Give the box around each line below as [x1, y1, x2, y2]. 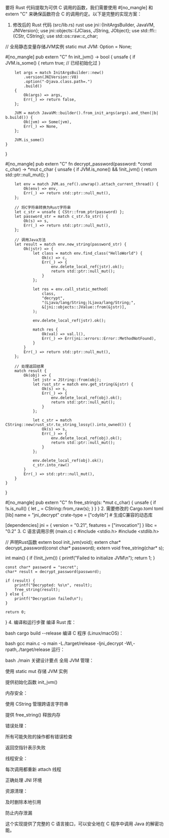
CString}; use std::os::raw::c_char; [26, 33, 99, 39]
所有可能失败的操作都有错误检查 [5, 733, 73, 740]
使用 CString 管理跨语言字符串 [5, 701, 69, 707]
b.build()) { [5, 115, 33, 120]
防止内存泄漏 [5, 810, 32, 816]
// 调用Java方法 [14, 237, 46, 242]
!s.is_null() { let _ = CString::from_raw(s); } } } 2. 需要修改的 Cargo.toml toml [5, 505, 163, 512]
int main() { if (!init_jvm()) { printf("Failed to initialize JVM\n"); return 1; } [5, 555, 155, 561]
